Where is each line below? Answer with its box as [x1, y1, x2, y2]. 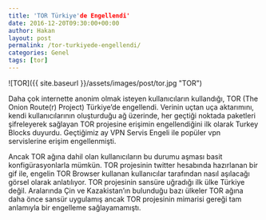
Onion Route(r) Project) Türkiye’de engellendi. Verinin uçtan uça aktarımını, [8, 102, 254, 112]
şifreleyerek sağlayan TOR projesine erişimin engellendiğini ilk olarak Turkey [8, 119, 258, 129]
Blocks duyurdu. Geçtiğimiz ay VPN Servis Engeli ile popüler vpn [8, 127, 221, 137]
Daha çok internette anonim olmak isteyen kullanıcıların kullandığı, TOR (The [8, 94, 258, 103]
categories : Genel [8, 49, 69, 57]
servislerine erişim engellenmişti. [8, 136, 117, 146]
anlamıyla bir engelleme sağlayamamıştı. [8, 202, 141, 212]
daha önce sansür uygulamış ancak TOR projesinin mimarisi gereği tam [8, 194, 242, 204]
